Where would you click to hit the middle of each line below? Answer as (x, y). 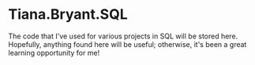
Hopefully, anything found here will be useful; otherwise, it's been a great (127, 44)
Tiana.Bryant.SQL (68, 14)
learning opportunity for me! (54, 52)
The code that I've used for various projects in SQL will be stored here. (123, 36)
